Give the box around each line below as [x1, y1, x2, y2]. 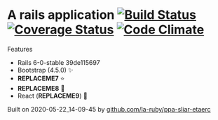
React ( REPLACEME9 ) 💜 [17, 91, 88, 100]
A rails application [7, 7, 115, 23]
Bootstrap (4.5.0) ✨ [17, 66, 74, 74]
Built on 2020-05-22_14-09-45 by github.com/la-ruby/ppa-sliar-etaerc [7, 105, 212, 113]
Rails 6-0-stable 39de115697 [17, 58, 100, 66]
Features [7, 45, 33, 53]
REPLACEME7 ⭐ [17, 74, 65, 82]
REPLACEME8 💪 [17, 84, 65, 92]
